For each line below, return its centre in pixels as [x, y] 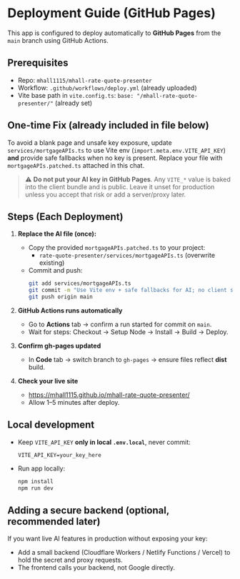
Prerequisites [38, 63]
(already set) [74, 103]
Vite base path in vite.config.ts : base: [76, 95]
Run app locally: [41, 468]
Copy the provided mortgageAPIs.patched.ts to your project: [117, 248]
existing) [52, 263]
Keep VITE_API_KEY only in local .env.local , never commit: [104, 442]
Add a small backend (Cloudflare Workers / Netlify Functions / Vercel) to [124, 553]
